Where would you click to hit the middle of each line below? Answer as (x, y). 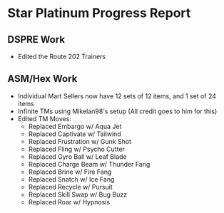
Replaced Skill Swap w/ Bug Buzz (77, 194)
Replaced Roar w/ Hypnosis (69, 202)
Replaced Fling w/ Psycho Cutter (76, 149)
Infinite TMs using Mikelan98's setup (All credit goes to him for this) (117, 111)
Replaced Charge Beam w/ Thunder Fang (89, 164)
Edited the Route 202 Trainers (61, 56)
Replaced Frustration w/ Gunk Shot (80, 141)
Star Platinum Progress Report (99, 13)
